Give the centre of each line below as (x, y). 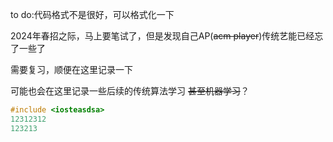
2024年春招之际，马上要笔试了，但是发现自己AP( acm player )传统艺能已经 (162, 36)
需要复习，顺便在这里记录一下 (71, 69)
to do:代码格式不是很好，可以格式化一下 (92, 14)
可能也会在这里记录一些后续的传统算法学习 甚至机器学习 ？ (130, 91)
